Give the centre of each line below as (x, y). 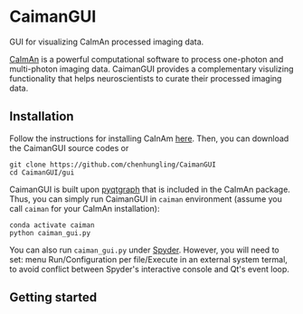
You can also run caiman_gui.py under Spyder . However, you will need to (144, 250)
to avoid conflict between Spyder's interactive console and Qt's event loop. (149, 269)
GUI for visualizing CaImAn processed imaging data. (107, 42)
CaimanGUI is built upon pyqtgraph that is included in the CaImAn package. (150, 189)
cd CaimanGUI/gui (42, 172)
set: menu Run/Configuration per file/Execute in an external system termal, (148, 259)
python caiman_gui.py (50, 233)
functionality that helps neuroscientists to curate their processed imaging (146, 78)
